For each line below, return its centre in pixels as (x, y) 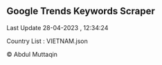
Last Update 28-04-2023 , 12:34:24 (57, 27)
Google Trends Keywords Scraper (81, 11)
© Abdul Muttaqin (32, 54)
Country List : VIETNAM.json (47, 41)
